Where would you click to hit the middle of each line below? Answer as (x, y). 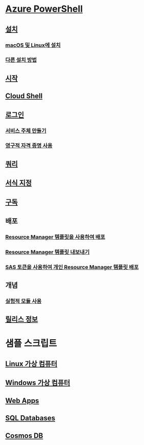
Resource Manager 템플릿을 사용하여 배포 (55, 237)
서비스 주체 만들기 (26, 130)
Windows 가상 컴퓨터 (38, 383)
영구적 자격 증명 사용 (29, 146)
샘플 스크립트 (31, 343)
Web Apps (22, 401)
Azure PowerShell (44, 9)
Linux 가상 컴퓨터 (31, 364)
